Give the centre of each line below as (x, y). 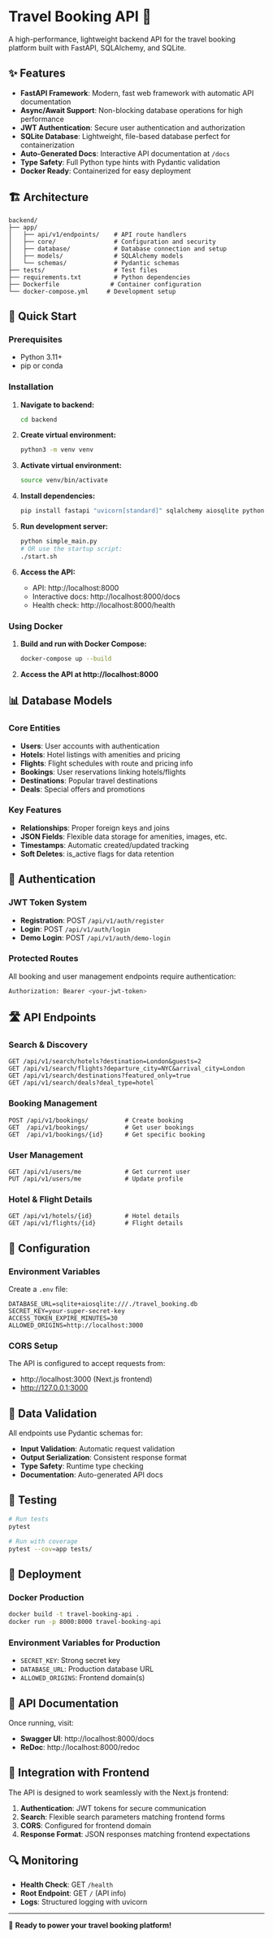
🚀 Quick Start (43, 316)
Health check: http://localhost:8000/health (104, 605)
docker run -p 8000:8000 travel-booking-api (85, 1622)
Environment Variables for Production (84, 1643)
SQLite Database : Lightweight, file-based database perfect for (125, 136)
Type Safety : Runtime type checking (82, 1466)
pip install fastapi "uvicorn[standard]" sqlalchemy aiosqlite (130, 511)
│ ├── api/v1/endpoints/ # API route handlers (97, 234)
